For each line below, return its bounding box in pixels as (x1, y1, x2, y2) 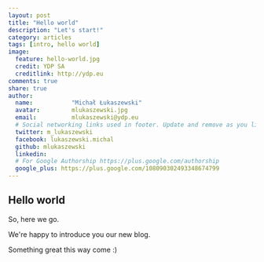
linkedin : (15, 150, 47, 158)
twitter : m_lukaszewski (15, 128, 93, 136)
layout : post (8, 11, 51, 20)
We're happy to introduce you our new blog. (8, 229, 151, 239)
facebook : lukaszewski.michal (15, 135, 114, 144)
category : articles (8, 33, 72, 42)
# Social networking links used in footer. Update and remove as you (15, 121, 247, 129)
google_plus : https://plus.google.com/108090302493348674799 (15, 165, 220, 173)
